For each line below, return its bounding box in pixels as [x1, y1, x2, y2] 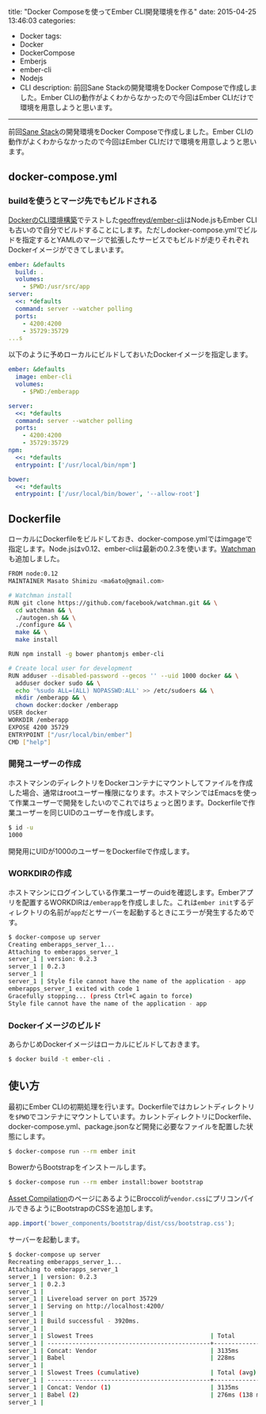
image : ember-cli [15, 373, 73, 381]
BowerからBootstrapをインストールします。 [8, 1162, 150, 1172]
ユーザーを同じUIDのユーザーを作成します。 [14, 808, 158, 817]
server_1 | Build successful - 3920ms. [8, 1317, 140, 1325]
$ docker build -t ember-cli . [8, 1055, 112, 1063]
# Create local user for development [8, 664, 133, 672]
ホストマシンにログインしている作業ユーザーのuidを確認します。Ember [8, 887, 240, 897]
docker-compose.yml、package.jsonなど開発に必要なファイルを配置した [8, 1121, 247, 1131]
